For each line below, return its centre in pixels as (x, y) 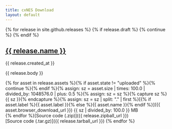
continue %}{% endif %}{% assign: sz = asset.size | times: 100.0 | (75, 89)
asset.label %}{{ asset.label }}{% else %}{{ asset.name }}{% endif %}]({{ (83, 105)
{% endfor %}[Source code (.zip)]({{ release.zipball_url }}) (67, 116)
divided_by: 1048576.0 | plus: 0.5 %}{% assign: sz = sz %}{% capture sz (82, 94)
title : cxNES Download (30, 10)
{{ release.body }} (24, 73)
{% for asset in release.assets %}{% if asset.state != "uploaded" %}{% (80, 83)
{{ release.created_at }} (30, 63)
